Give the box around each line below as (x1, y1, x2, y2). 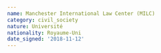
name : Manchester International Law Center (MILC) (7, 10, 155, 17)
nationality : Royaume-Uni (7, 29, 81, 36)
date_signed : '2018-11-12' (7, 36, 85, 43)
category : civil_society (7, 17, 78, 23)
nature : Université (7, 23, 63, 30)
